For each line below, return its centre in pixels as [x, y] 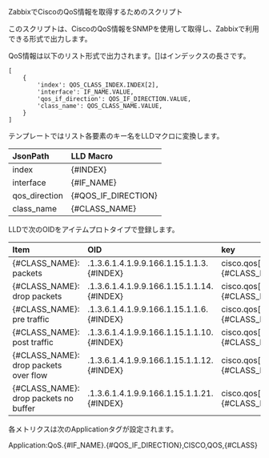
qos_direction [38, 196]
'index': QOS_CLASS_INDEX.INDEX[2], [98, 85]
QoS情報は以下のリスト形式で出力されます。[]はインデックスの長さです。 [129, 56]
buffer [24, 408]
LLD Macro [92, 156]
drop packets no [43, 398]
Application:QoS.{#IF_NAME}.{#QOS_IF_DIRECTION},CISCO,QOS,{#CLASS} [133, 445]
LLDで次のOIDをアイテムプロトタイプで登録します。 [94, 229]
